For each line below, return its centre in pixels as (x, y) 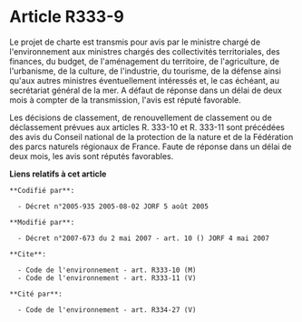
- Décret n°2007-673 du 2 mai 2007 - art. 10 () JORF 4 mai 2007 (144, 238)
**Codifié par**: (42, 190)
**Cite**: (28, 254)
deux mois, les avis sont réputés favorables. (92, 156)
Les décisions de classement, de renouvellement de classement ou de (141, 117)
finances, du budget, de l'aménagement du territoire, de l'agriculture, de (144, 61)
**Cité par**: (36, 294)
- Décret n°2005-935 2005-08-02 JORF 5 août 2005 (113, 206)
